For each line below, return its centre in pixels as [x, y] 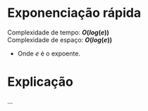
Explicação [41, 82]
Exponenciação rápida [74, 13]
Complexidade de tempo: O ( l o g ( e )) [58, 32]
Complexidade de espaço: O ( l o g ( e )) [60, 39]
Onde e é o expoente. [49, 53]
